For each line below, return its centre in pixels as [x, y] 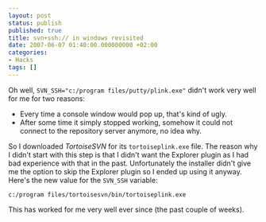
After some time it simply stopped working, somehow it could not [126, 122]
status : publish [35, 23]
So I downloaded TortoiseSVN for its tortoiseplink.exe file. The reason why [133, 146]
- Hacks [21, 60]
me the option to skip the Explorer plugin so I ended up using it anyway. [125, 171]
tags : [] [23, 68]
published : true [35, 30]
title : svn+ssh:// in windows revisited [76, 38]
